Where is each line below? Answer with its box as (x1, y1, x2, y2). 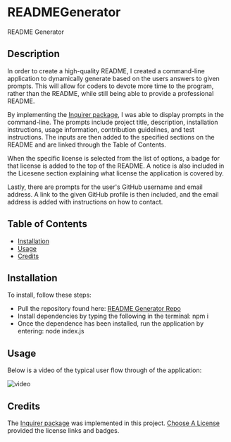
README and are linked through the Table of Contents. (7, 140, 167, 149)
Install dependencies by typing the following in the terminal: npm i (17, 312, 209, 321)
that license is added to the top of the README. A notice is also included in (7, 161, 225, 170)
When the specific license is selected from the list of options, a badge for (7, 154, 220, 162)
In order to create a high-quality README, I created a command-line (7, 66, 206, 75)
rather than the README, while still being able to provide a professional (7, 89, 214, 97)
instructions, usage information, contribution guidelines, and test (7, 125, 195, 134)
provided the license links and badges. (7, 426, 120, 434)
